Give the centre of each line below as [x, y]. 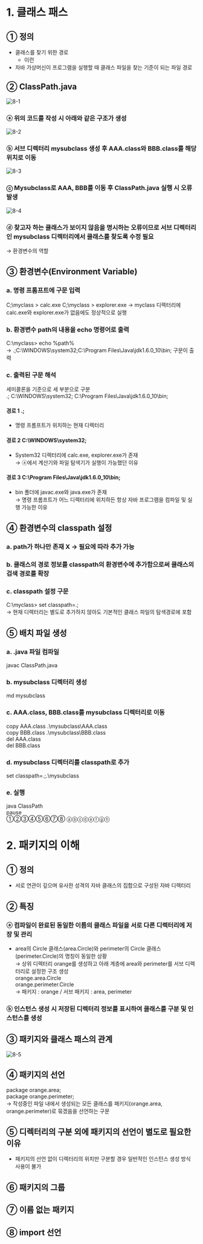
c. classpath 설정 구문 [37, 592]
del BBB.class [23, 745]
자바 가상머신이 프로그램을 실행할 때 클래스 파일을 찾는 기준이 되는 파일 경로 [104, 67]
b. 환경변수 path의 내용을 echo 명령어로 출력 [68, 329]
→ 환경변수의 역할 [27, 251]
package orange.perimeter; [40, 1096]
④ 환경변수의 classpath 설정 [59, 528]
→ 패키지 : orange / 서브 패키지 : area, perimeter [73, 991]
